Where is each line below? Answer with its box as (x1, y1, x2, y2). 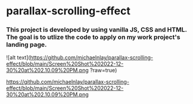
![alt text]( (6, 54, 31, 61)
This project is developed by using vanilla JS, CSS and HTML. (6, 26, 187, 34)
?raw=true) (89, 67, 117, 74)
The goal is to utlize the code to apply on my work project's (6, 33, 180, 41)
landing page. (6, 41, 47, 49)
